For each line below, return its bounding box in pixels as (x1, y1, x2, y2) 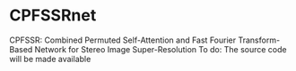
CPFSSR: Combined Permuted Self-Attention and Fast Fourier (9, 35, 236, 45)
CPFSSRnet (9, 5, 97, 26)
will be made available (9, 53, 91, 64)
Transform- (237, 35, 281, 45)
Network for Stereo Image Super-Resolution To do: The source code (34, 43, 287, 54)
